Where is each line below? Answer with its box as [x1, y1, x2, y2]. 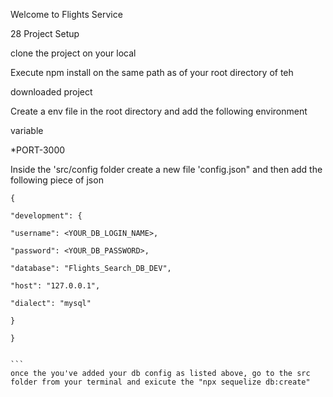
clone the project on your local [10, 47, 137, 59]
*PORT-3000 [10, 144, 66, 156]
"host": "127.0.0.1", [10, 281, 101, 291]
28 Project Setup [10, 28, 80, 39]
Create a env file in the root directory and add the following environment [10, 105, 308, 117]
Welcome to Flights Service [10, 9, 123, 20]
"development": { [10, 211, 83, 221]
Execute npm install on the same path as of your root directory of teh [10, 67, 294, 78]
